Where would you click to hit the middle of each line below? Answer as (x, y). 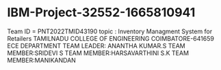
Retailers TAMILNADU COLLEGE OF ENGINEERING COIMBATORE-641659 (110, 38)
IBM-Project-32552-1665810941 (101, 13)
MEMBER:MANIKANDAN (42, 60)
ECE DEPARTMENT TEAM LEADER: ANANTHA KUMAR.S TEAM (96, 46)
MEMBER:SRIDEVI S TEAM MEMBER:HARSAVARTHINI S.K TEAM (98, 53)
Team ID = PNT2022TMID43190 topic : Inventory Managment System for (110, 31)
